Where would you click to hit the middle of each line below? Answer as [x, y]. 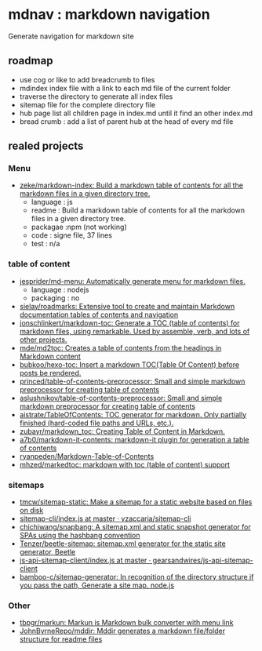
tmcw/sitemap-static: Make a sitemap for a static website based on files [136, 502]
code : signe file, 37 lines [71, 235]
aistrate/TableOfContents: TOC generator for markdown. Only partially [133, 414]
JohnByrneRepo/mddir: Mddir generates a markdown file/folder [122, 631]
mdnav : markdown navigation [109, 15]
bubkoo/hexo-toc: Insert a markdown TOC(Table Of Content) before [129, 364]
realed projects [46, 146]
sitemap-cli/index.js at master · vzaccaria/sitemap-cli [105, 518]
